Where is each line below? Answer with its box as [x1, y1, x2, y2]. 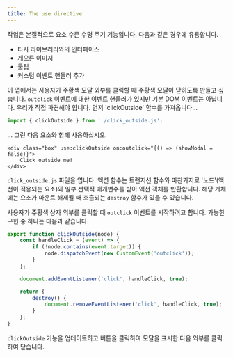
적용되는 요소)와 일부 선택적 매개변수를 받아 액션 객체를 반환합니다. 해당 [19, 184, 214, 193]
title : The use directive [7, 10, 82, 17]
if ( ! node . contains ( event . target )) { [32, 244, 141, 251]
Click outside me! [19, 157, 73, 164]
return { [19, 288, 45, 295]
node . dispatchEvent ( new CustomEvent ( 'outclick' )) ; [44, 250, 195, 257]
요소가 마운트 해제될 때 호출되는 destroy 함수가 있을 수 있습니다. [19, 193, 194, 202]
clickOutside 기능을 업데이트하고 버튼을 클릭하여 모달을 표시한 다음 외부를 [7, 333, 210, 342]
